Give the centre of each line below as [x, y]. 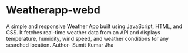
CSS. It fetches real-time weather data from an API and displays [83, 32]
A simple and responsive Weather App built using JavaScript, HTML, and [94, 26]
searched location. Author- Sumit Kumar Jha [60, 45]
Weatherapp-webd [53, 10]
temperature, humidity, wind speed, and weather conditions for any [88, 38]
